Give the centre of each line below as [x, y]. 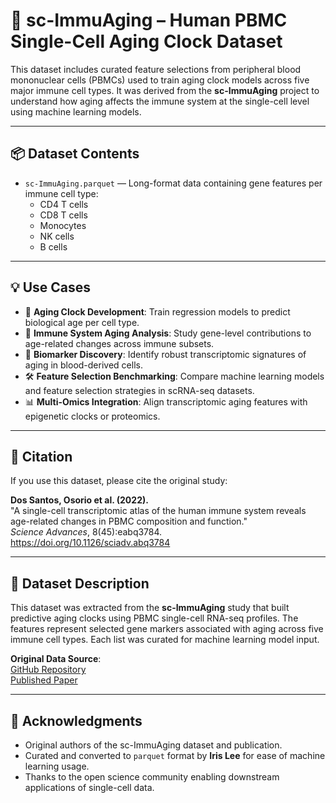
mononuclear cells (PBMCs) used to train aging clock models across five [160, 80]
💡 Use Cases [51, 287]
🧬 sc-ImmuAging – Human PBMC [149, 20]
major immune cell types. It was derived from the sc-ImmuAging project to [165, 90]
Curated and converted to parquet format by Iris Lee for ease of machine [175, 755]
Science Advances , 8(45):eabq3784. [86, 532]
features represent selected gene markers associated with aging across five [167, 629]
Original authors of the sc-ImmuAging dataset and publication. [153, 745]
